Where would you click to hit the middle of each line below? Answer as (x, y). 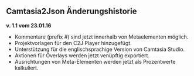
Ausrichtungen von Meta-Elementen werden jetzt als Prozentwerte (95, 61)
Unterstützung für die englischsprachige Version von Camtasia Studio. (100, 49)
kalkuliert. (26, 68)
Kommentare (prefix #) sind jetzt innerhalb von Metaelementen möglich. (101, 37)
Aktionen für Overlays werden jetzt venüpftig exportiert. (82, 55)
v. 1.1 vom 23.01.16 (29, 25)
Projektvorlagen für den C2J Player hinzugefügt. (73, 43)
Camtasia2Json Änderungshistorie (72, 11)
